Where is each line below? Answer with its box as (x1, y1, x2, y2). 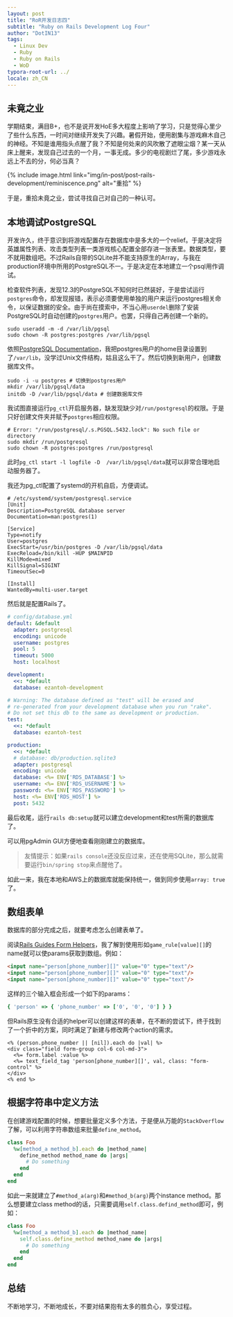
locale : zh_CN (7, 74, 49, 82)
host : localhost (13, 659, 60, 666)
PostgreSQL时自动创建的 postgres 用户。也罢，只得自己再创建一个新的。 (7, 312, 212, 320)
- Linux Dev (13, 42, 49, 49)
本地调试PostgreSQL (7, 216, 97, 228)
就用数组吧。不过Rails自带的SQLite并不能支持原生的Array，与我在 (12, 253, 201, 262)
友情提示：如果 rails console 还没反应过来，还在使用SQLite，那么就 (24, 852, 218, 860)
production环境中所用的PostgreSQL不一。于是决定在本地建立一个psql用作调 (7, 262, 224, 270)
